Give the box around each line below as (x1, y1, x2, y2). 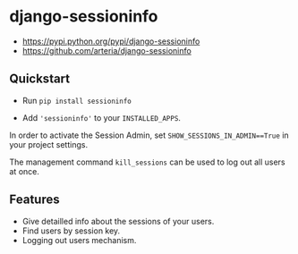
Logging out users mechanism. (21, 234, 137, 245)
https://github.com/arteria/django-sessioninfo (21, 45, 192, 55)
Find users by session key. (21, 225, 121, 236)
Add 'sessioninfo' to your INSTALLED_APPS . (21, 112, 182, 123)
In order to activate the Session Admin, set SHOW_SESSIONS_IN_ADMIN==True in (9, 130, 289, 140)
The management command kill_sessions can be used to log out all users (9, 157, 285, 167)
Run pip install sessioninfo (21, 95, 132, 106)
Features (9, 192, 60, 207)
